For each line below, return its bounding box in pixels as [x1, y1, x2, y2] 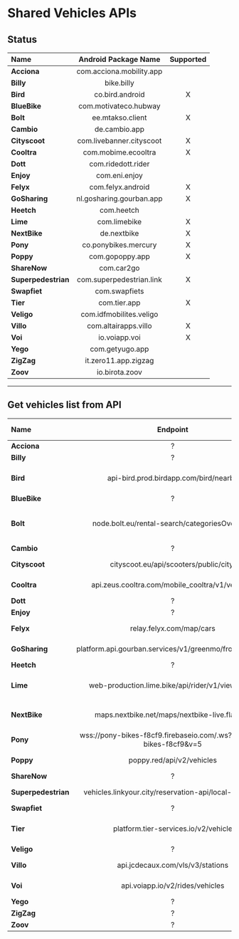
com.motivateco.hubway [78, 101, 161, 111]
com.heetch [99, 205, 140, 215]
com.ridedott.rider [89, 159, 150, 169]
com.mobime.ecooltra [83, 147, 156, 157]
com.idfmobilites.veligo [80, 310, 159, 319]
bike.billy [104, 78, 134, 88]
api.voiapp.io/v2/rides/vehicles [120, 881, 225, 891]
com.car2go [99, 263, 140, 273]
